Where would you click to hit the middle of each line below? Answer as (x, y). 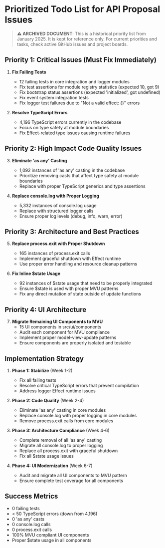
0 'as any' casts (28, 519)
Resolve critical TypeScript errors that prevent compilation (79, 386)
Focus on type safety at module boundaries (64, 127)
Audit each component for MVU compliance (65, 332)
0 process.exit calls (32, 530)
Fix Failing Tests (29, 72)
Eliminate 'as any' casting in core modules (63, 410)
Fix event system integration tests (54, 97)
